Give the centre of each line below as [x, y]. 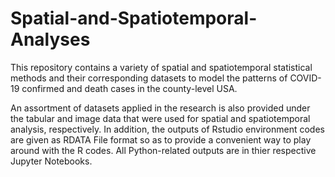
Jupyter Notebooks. [51, 161]
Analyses [50, 39]
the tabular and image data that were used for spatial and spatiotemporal [160, 118]
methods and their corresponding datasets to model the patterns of [149, 78]
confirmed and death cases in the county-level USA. [129, 88]
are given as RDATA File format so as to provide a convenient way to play [161, 139]
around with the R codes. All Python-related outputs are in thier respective [163, 150]
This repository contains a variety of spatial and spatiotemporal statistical [161, 67]
